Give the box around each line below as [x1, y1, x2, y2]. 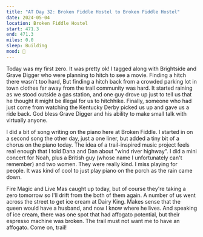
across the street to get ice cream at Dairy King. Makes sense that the [6, 198, 181, 205]
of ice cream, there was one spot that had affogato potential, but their [6, 210, 180, 218]
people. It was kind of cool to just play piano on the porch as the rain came [6, 167, 193, 174]
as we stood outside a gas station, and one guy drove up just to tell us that [6, 90, 192, 98]
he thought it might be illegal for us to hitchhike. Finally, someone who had [6, 97, 192, 104]
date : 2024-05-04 [6, 15, 50, 21]
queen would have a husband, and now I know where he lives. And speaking [6, 204, 198, 212]
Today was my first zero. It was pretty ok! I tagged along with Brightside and [6, 65, 197, 72]
